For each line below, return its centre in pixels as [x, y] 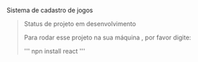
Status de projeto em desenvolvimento [80, 24]
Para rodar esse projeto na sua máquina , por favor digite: [107, 37]
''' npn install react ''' [54, 51]
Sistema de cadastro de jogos [50, 10]
